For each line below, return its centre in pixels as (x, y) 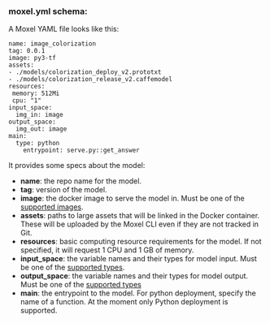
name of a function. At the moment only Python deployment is (124, 302)
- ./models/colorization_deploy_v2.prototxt (85, 72)
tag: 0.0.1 (27, 51)
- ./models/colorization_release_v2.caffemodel (91, 80)
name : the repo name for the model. (81, 181)
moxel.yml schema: (48, 11)
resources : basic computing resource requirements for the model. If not (141, 242)
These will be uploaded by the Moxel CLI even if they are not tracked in (139, 224)
